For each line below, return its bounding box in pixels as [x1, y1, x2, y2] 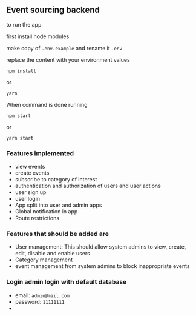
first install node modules [6, 33, 70, 40]
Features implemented [6, 149, 74, 157]
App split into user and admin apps [15, 201, 102, 209]
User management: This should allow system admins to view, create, [15, 243, 186, 250]
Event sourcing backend [6, 5, 100, 15]
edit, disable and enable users [15, 250, 91, 257]
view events [15, 163, 45, 170]
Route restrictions [15, 215, 59, 222]
